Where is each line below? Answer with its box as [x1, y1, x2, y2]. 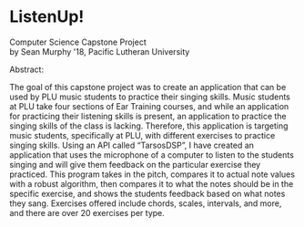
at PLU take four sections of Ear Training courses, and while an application [9, 100, 289, 111]
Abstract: [9, 64, 44, 75]
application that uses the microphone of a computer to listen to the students [9, 149, 294, 160]
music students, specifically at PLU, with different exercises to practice [9, 129, 276, 140]
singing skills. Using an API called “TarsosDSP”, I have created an [9, 139, 255, 150]
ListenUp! [9, 6, 85, 27]
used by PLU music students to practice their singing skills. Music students [9, 91, 291, 102]
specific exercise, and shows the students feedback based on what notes [9, 188, 286, 199]
